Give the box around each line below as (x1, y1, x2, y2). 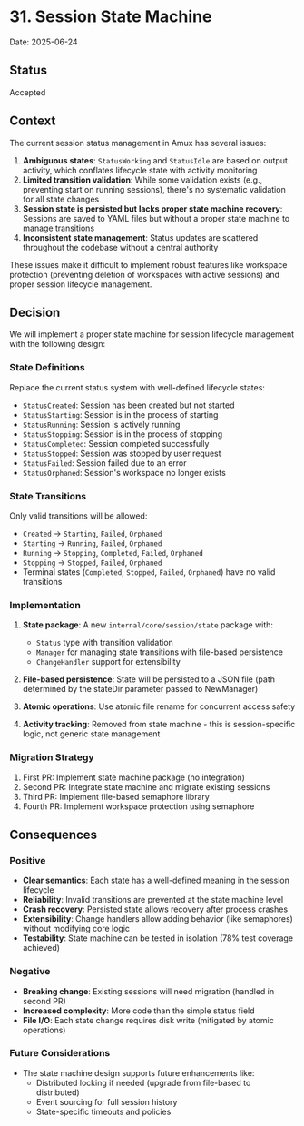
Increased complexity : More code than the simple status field (22, 1005, 256, 1016)
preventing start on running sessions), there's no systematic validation (22, 183, 286, 194)
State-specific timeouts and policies (35, 1106, 172, 1117)
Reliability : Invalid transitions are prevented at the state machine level (22, 894, 284, 905)
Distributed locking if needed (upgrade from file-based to (35, 1077, 251, 1088)
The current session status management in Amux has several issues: (9, 137, 267, 148)
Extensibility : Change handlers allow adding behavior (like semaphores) (22, 914, 293, 924)
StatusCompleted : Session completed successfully (22, 438, 210, 449)
